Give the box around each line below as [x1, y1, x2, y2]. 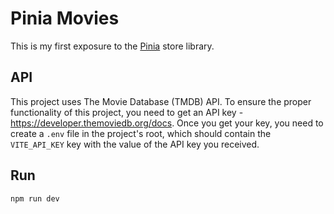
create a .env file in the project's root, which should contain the [10, 127, 272, 139]
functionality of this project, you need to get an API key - [10, 106, 244, 118]
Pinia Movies [10, 7, 120, 30]
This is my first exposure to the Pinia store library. [10, 40, 215, 52]
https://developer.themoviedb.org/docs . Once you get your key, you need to [10, 117, 324, 129]
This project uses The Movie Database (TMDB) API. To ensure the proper [10, 95, 312, 107]
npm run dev [10, 193, 60, 204]
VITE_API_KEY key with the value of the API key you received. [10, 138, 260, 150]
